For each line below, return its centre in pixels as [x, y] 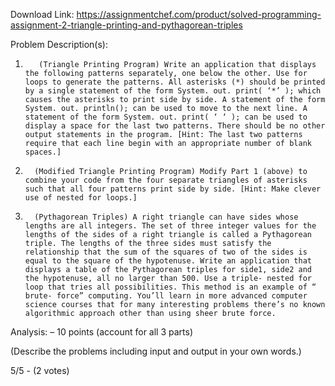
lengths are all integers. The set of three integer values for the [170, 226]
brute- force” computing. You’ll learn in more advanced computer [166, 296]
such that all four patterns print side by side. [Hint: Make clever [173, 189]
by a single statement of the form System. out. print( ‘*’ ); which [173, 91]
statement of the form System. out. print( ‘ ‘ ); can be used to [166, 117]
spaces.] [43, 152]
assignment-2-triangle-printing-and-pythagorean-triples [126, 25]
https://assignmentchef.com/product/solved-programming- [199, 14]
